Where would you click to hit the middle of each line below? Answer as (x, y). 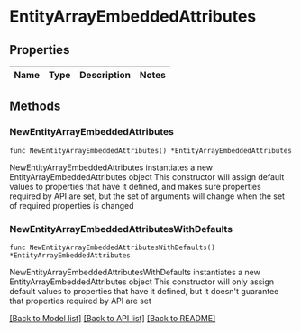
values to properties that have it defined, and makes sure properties (135, 186)
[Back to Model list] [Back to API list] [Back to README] (113, 318)
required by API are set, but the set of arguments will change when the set (147, 196)
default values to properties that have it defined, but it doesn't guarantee (144, 291)
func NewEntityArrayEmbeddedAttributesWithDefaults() (113, 247)
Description (105, 75)
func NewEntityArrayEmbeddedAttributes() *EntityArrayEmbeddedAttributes (151, 150)
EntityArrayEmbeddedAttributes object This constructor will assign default (147, 176)
